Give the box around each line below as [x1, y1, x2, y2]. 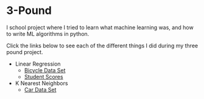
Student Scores [24, 73, 63, 80]
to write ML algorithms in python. [6, 30, 90, 37]
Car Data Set [24, 86, 57, 93]
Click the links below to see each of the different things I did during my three [6, 42, 199, 49]
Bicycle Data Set [24, 66, 66, 73]
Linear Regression [15, 60, 61, 67]
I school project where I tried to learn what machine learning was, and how [6, 24, 194, 31]
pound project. [6, 48, 44, 55]
